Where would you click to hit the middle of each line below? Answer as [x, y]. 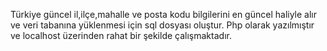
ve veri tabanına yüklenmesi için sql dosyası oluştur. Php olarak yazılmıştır [162, 25]
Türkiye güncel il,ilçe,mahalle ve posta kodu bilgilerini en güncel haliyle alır [164, 14]
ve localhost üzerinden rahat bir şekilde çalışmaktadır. [121, 35]
